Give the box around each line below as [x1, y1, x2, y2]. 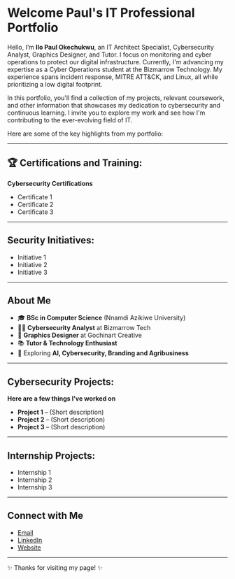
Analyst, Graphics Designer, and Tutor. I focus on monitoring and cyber [7, 50, 212, 59]
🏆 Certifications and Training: [7, 157, 143, 169]
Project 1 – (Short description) [17, 408, 104, 417]
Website [17, 543, 42, 552]
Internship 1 [17, 469, 51, 476]
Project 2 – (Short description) [17, 415, 106, 424]
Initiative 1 [17, 253, 47, 262]
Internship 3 [17, 483, 52, 491]
